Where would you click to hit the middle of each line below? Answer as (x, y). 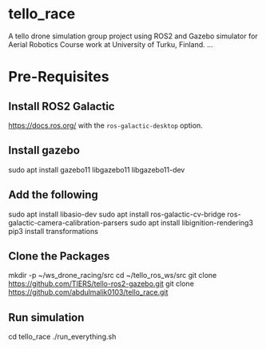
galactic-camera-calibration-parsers (68, 222)
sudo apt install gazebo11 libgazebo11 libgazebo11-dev (97, 169)
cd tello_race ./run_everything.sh (62, 337)
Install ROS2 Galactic (62, 106)
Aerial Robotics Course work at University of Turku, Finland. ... (111, 44)
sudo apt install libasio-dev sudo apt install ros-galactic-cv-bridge (117, 214)
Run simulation (46, 317)
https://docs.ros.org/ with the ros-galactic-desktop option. (106, 125)
